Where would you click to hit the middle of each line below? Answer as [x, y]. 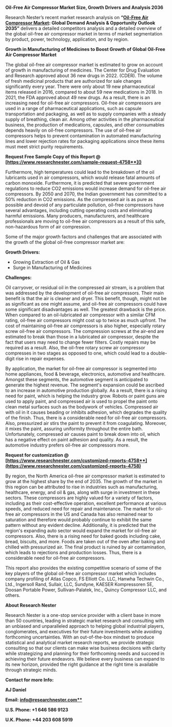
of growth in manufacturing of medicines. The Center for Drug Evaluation [83, 70]
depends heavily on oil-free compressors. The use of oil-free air [73, 130]
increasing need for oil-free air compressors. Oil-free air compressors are [83, 103]
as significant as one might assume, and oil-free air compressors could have [86, 304]
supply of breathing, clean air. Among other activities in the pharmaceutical [85, 119]
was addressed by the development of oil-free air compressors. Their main [85, 293]
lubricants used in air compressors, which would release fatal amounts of [83, 178]
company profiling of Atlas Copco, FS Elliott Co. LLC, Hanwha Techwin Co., [85, 579]
